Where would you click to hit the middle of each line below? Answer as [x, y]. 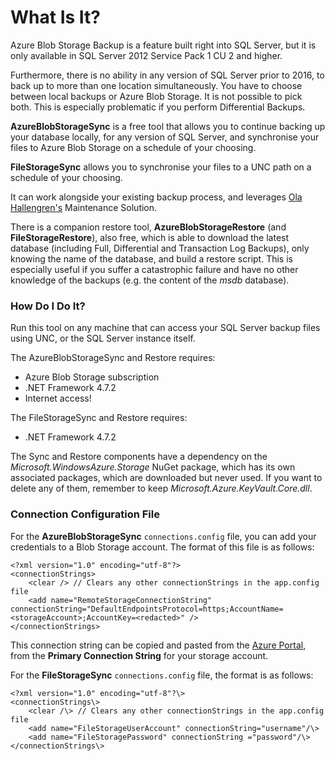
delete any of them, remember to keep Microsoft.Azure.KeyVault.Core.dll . [161, 488]
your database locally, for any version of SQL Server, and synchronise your [165, 137]
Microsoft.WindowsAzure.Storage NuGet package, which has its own [153, 467]
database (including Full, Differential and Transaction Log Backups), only [160, 248]
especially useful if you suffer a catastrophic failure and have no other [154, 269]
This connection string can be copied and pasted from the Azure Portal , [158, 645]
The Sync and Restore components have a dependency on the [139, 457]
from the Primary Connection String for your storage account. [139, 655]
